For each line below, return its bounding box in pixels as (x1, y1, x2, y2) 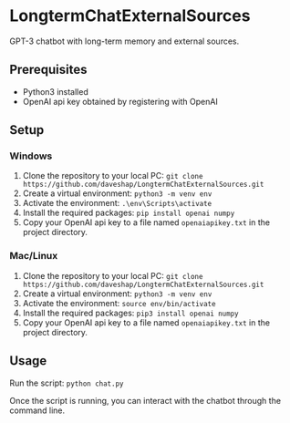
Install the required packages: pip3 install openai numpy (22, 307, 239, 318)
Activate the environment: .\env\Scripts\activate (22, 198, 212, 209)
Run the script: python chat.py (9, 377, 124, 388)
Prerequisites (9, 62, 88, 77)
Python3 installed (22, 86, 88, 97)
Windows (9, 150, 53, 162)
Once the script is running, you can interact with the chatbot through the (9, 395, 281, 406)
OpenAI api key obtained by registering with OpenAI (22, 96, 219, 107)
